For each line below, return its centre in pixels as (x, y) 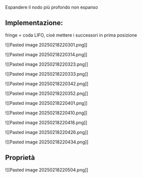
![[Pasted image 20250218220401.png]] (46, 103)
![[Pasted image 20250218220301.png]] (46, 45)
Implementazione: (34, 23)
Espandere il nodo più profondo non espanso (52, 7)
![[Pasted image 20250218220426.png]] (47, 132)
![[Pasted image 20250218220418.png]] (46, 122)
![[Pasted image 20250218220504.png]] (47, 169)
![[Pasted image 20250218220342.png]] (47, 83)
